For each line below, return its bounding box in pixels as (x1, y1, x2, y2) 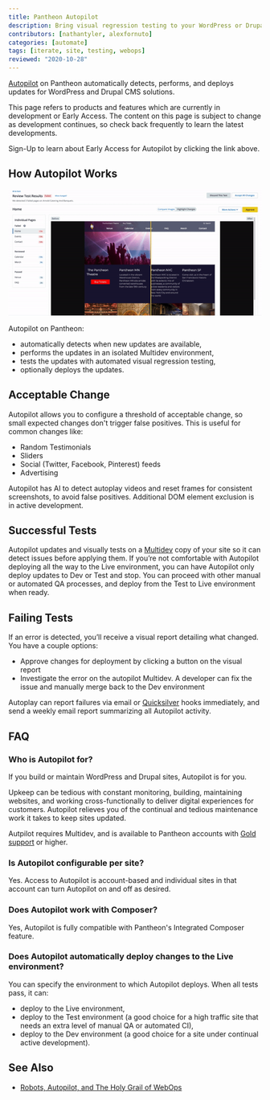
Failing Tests (8, 611, 74, 625)
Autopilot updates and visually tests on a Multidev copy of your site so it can (8, 545, 261, 555)
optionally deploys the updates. (19, 364, 125, 374)
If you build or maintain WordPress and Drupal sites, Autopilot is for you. (8, 772, 247, 782)
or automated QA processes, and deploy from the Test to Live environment (8, 579, 256, 589)
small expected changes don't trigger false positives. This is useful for (8, 418, 241, 428)
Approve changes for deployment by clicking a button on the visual (19, 656, 243, 667)
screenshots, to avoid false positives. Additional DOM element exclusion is (8, 491, 255, 502)
